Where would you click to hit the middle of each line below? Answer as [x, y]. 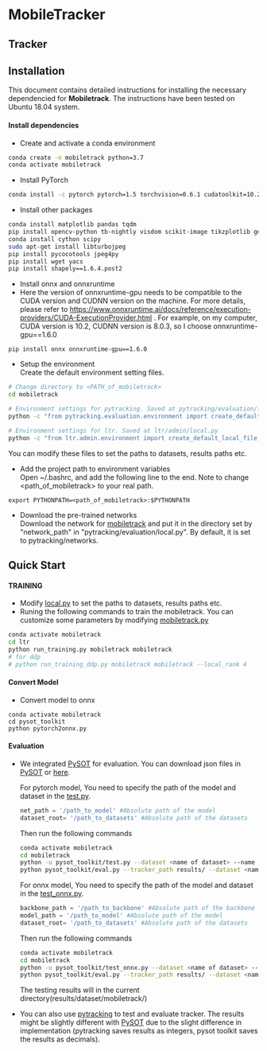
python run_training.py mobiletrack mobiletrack [90, 649]
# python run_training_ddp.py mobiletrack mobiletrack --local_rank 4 [128, 664]
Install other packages [56, 210]
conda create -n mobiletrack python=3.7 [76, 158]
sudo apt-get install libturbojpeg [67, 247]
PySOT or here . [45, 772]
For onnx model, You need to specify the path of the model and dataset [137, 886]
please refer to [44, 309]
